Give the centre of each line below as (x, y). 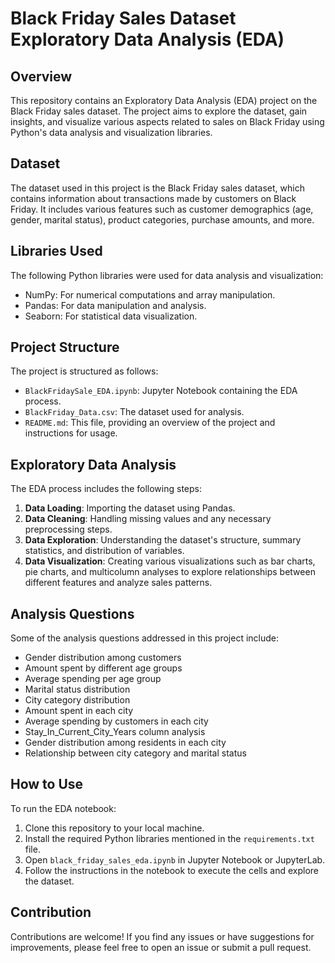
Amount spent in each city (79, 711)
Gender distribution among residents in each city (125, 743)
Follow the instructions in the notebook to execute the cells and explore (171, 870)
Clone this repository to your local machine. (114, 828)
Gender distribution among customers (103, 658)
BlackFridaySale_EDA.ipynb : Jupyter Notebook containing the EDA (161, 391)
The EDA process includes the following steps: (106, 489)
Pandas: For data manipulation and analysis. (115, 305)
